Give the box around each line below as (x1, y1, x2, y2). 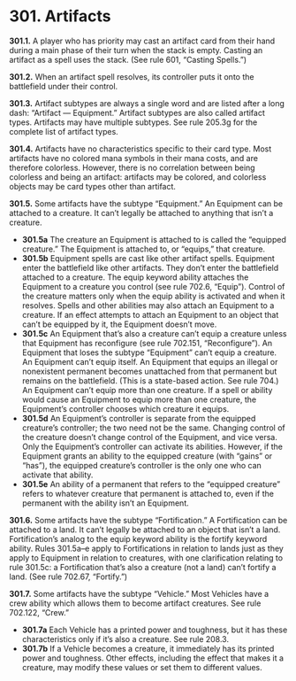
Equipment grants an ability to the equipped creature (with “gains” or (21, 450, 273, 461)
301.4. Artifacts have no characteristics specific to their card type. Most (9, 143, 272, 154)
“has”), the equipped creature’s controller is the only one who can (21, 460, 262, 470)
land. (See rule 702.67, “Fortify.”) (9, 571, 128, 582)
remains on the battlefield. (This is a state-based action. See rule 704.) (21, 375, 279, 386)
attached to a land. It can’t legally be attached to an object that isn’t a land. (9, 524, 281, 535)
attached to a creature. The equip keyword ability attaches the (21, 272, 249, 282)
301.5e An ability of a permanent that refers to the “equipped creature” (21, 478, 281, 489)
